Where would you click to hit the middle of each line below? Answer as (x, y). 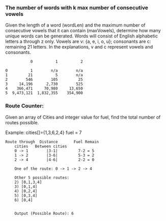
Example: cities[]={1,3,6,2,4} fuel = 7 (44, 132)
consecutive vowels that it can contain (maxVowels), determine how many (83, 31)
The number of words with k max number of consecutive (77, 8)
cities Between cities (41, 146)
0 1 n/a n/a (44, 71)
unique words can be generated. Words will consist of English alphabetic (81, 36)
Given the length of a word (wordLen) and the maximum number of (75, 25)
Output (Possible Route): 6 (44, 213)
